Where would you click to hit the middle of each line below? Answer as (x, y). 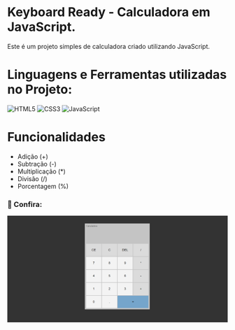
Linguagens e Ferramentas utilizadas (117, 75)
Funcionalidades (57, 137)
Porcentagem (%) (43, 186)
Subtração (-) (37, 164)
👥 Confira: (25, 204)
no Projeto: (40, 90)
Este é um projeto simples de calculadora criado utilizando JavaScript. (109, 46)
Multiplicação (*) (42, 171)
